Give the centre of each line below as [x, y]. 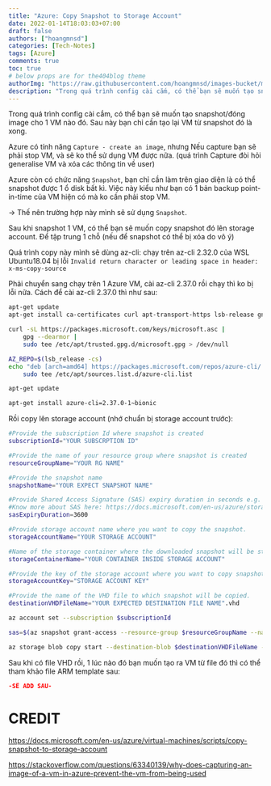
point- [251, 188]
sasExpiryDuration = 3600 [48, 515]
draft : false [30, 31]
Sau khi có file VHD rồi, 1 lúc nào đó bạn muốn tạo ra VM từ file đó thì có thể [135, 662]
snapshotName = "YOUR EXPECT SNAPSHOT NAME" [81, 485]
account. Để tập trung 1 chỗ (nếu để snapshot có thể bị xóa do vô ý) [121, 237]
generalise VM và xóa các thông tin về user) [82, 164]
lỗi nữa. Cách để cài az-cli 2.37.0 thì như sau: [83, 293]
